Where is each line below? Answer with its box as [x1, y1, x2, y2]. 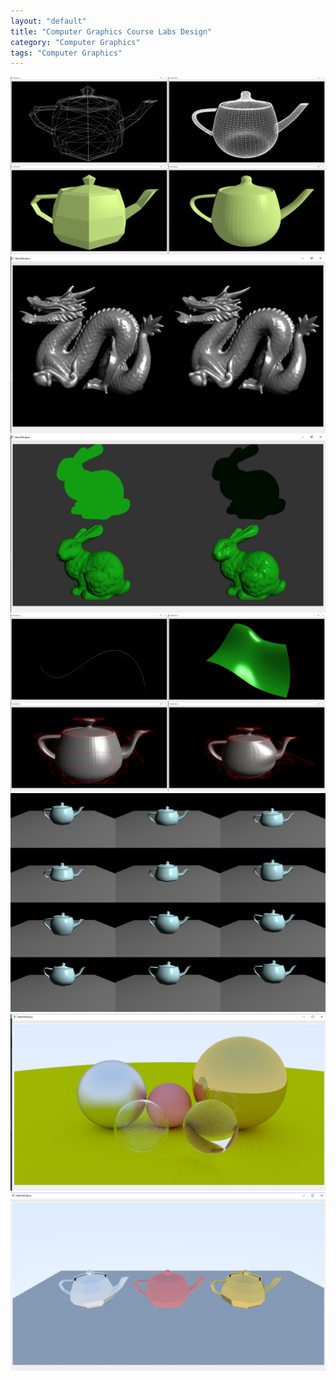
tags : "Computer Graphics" [10, 48, 123, 58]
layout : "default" [10, 16, 87, 26]
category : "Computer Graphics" [10, 37, 141, 47]
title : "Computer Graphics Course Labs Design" [10, 26, 213, 37]
